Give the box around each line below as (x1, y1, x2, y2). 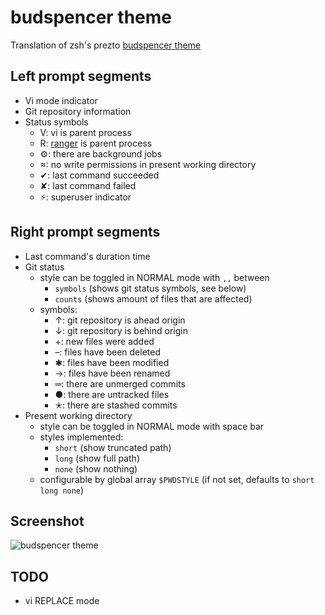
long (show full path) (54, 452, 140, 464)
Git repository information (24, 105, 132, 117)
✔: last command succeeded (39, 169, 160, 181)
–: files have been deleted (54, 346, 162, 358)
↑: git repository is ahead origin (54, 314, 186, 326)
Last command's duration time (24, 250, 151, 262)
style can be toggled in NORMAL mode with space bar (39, 420, 265, 432)
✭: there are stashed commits (54, 399, 178, 411)
